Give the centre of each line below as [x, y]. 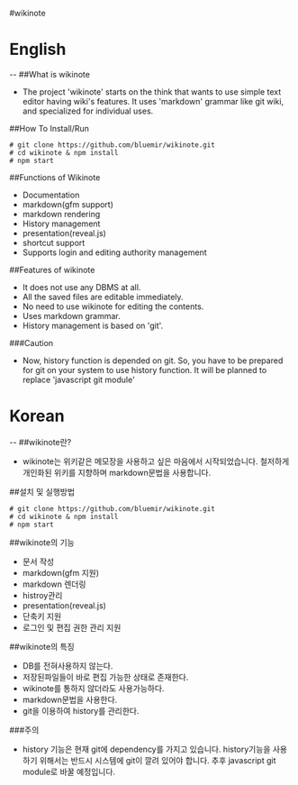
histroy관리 [42, 595]
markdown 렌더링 [54, 584]
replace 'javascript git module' [78, 379]
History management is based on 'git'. [93, 325]
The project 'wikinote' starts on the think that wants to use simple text [152, 91]
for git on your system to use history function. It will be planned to [144, 370]
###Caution [32, 342]
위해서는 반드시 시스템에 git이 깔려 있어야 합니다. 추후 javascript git [158, 760]
